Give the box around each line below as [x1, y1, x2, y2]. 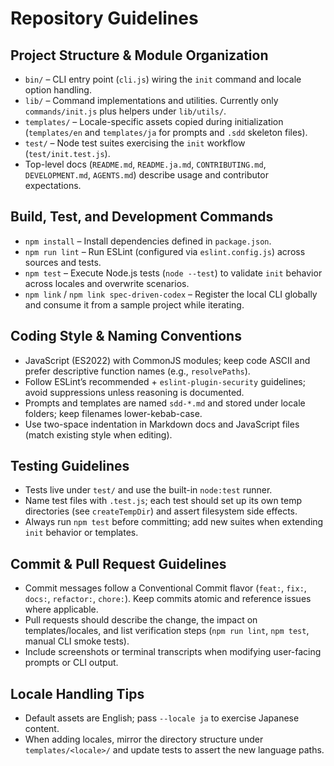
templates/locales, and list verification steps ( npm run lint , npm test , [24, 625, 310, 637]
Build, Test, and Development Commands [10, 208, 274, 226]
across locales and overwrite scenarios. [24, 277, 190, 289]
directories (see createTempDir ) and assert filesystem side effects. [24, 505, 298, 517]
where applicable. [24, 603, 99, 616]
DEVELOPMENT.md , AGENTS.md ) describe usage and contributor [24, 169, 269, 181]
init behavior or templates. [24, 527, 139, 539]
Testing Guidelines [10, 458, 130, 475]
